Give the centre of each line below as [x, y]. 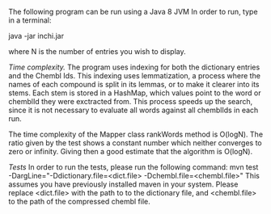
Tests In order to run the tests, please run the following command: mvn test [133, 167]
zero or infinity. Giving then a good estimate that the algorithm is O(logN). [131, 151]
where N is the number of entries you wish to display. [97, 51]
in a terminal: [30, 20]
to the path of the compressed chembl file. [80, 201]
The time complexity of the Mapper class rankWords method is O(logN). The [136, 134]
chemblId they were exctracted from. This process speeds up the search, [131, 101]
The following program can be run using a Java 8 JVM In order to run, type [133, 12]
